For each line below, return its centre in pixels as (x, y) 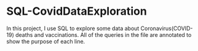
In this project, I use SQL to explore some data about (73, 28)
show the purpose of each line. (46, 41)
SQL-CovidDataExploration (77, 11)
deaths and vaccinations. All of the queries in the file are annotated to (103, 34)
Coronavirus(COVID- (167, 28)
